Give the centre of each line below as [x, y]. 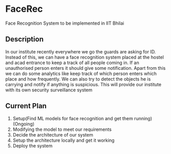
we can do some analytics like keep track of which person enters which [81, 73]
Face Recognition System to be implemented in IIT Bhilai [65, 23]
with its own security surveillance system [49, 90]
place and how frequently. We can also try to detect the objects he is [78, 79]
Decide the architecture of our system [53, 134]
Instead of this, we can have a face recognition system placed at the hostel [85, 57]
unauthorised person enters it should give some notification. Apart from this [85, 68]
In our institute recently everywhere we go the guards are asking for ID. [81, 51]
